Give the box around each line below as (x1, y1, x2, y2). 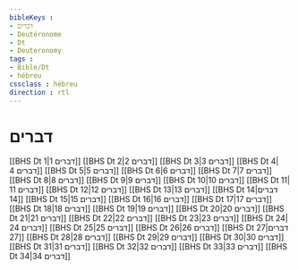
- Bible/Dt (9, 63, 50, 72)
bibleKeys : (9, 13, 54, 22)
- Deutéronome (9, 30, 63, 38)
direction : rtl (9, 88, 70, 97)
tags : (9, 55, 34, 63)
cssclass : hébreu (9, 80, 78, 89)
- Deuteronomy (9, 46, 63, 55)
